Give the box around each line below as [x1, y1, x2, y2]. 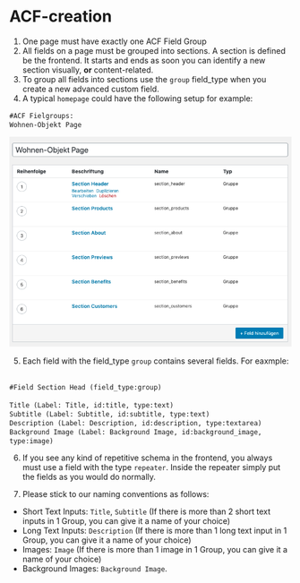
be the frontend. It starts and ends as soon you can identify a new [21, 55, 266, 65]
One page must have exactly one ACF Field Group [21, 36, 208, 47]
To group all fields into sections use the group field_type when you [21, 73, 267, 84]
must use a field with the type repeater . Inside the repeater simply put [21, 461, 281, 472]
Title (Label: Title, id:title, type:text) [9, 400, 175, 409]
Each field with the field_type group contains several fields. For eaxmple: [21, 356, 289, 366]
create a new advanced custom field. [21, 83, 159, 94]
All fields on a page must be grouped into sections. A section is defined [21, 45, 287, 56]
